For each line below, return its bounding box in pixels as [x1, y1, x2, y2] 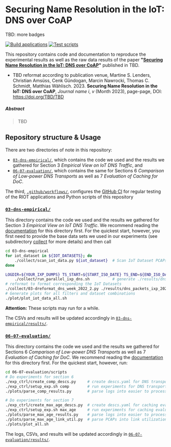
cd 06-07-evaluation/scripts [5, 370, 67, 375]
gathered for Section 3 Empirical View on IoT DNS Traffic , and [12, 162, 143, 168]
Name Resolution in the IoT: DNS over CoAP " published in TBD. [5, 62, 140, 68]
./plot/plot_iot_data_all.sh [5, 296, 67, 301]
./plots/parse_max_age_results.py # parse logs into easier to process [5, 412, 167, 417]
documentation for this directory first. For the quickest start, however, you [5, 228, 160, 234]
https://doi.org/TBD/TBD [12, 94, 64, 100]
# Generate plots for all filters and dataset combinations [5, 291, 136, 296]
